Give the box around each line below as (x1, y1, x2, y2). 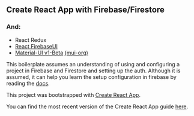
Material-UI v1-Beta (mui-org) (14, 49, 88, 56)
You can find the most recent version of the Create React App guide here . (6, 103, 188, 110)
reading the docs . (6, 80, 50, 87)
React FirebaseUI (14, 42, 58, 50)
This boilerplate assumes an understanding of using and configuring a (6, 60, 180, 68)
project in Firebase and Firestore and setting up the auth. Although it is (6, 67, 181, 74)
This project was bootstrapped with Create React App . (6, 91, 141, 98)
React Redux (14, 36, 47, 44)
